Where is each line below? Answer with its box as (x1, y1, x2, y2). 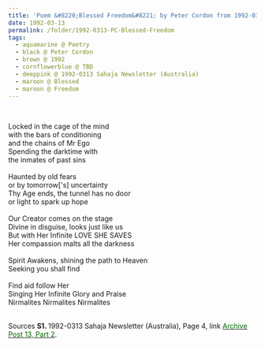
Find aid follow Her (8, 281, 69, 290)
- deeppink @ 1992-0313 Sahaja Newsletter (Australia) (15, 70, 200, 78)
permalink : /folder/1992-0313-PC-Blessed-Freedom (8, 26, 175, 34)
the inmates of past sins (8, 155, 87, 165)
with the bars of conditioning (8, 130, 102, 140)
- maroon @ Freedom (15, 84, 80, 93)
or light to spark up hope (8, 197, 88, 207)
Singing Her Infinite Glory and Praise (8, 289, 127, 299)
